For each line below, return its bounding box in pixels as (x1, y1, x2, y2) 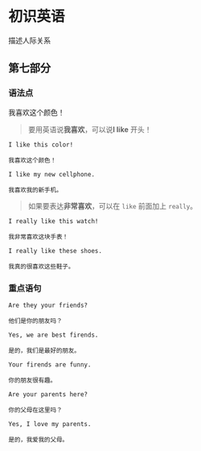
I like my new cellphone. (8, 170, 95, 178)
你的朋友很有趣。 (8, 376, 57, 384)
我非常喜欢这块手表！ (8, 233, 68, 241)
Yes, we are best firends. (8, 331, 99, 339)
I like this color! (8, 140, 74, 149)
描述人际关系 (8, 35, 51, 45)
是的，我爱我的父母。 (8, 436, 68, 444)
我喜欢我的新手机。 (8, 186, 63, 194)
